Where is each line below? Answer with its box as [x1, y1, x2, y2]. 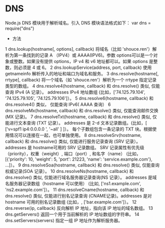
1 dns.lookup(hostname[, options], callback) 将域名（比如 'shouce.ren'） [5, 46, 153, 52]
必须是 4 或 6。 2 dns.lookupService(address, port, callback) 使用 [18, 65, 152, 70]
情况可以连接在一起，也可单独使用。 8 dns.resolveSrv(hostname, [9, 132, 142, 138]
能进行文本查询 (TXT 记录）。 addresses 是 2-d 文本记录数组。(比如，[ [5, 120, 147, 126]
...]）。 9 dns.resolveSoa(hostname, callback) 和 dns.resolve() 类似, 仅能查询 [5, 162, 160, 168]
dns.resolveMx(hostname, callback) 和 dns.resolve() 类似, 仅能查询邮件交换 [5, 107, 159, 113]
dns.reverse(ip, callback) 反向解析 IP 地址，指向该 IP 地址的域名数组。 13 [5, 205, 153, 211]
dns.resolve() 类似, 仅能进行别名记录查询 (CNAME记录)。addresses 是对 [5, 193, 152, 198]
